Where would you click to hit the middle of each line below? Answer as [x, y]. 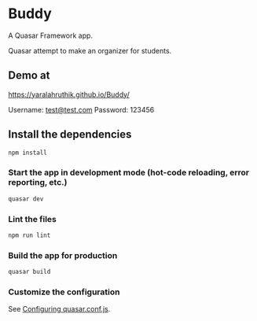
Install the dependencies [70, 135]
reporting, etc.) [38, 183]
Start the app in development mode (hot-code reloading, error [129, 172]
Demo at [29, 76]
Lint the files [32, 219]
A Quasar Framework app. [50, 35]
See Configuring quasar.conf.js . [59, 309]
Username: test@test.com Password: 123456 [81, 109]
